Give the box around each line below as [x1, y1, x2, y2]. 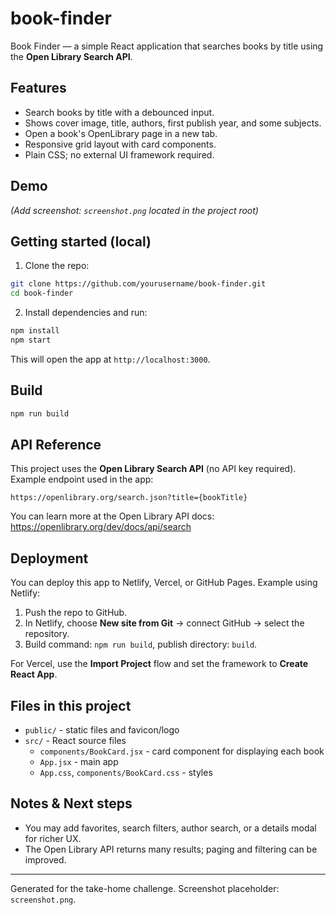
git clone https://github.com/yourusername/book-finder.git [10, 279, 267, 289]
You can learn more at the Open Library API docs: [10, 510, 215, 522]
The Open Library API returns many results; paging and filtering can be [24, 843, 318, 855]
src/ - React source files [24, 735, 127, 746]
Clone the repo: [24, 260, 90, 272]
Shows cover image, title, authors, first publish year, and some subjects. [24, 117, 322, 129]
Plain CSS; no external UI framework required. [24, 148, 215, 161]
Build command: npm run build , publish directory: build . [24, 638, 258, 651]
